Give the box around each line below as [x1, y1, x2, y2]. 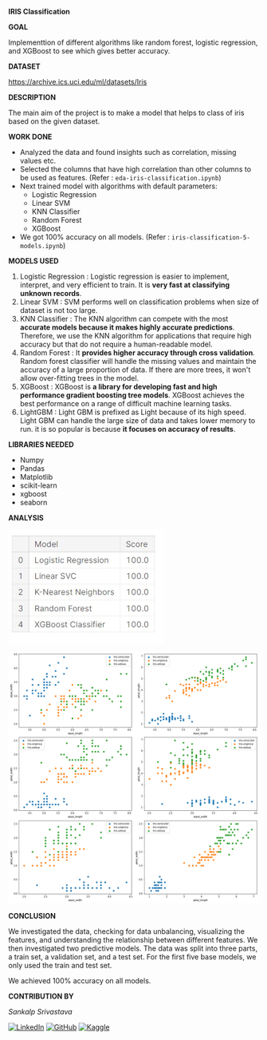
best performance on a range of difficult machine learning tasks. [19, 399, 233, 408]
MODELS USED [8, 256, 59, 266]
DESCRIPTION [8, 93, 57, 102]
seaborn [19, 498, 48, 507]
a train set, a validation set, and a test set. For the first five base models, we [8, 952, 257, 961]
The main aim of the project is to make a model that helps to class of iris [8, 108, 245, 117]
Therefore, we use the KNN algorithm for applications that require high [19, 331, 252, 340]
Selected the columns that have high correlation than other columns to [19, 164, 252, 174]
